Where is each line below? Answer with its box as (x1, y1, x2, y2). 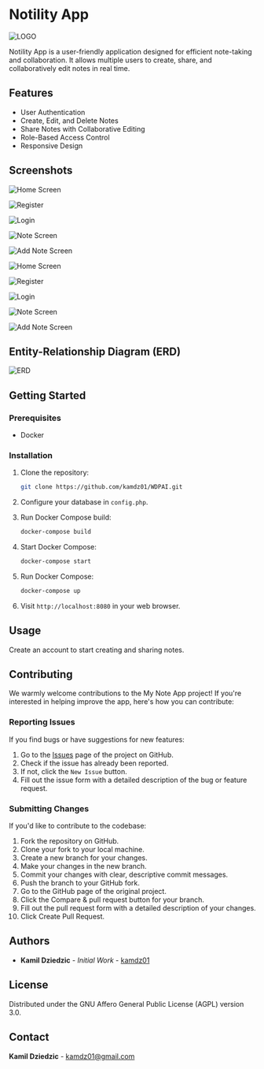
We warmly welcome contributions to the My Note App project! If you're (9, 688, 242, 698)
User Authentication (20, 107, 86, 117)
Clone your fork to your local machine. (20, 845, 145, 855)
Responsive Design (20, 140, 83, 151)
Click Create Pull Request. (20, 912, 105, 922)
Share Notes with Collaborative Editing (20, 124, 145, 133)
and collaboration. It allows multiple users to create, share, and (9, 55, 212, 65)
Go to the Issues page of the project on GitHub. (20, 750, 174, 759)
